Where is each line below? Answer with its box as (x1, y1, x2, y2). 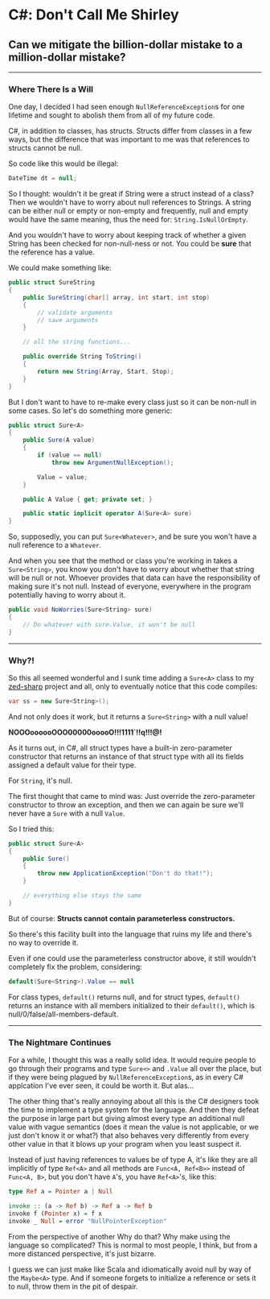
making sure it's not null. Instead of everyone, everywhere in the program (8, 581, 252, 591)
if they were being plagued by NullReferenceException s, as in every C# (8, 1073, 243, 1082)
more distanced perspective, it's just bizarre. (8, 1248, 157, 1258)
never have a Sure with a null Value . (8, 808, 125, 818)
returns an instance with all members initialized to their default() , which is (8, 1000, 256, 1010)
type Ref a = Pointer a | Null (8, 1188, 113, 1196)
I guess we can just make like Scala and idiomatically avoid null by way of (8, 1264, 252, 1274)
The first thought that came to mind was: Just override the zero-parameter (8, 791, 256, 800)
